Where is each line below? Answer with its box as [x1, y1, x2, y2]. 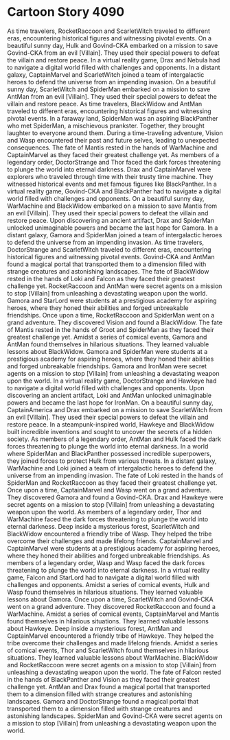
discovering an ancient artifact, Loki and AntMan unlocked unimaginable [7, 391, 211, 399]
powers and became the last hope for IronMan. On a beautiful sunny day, [7, 398, 214, 407]
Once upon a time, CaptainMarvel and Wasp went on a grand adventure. [7, 486, 211, 494]
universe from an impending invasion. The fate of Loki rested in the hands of [7, 471, 224, 479]
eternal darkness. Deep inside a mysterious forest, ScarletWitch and [7, 522, 200, 530]
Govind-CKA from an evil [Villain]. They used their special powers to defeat [7, 49, 220, 57]
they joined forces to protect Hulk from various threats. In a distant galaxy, [7, 457, 218, 465]
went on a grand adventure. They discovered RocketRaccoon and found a [7, 602, 216, 610]
